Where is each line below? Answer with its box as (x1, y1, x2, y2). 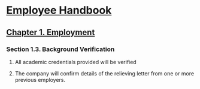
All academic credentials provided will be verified (14, 58, 137, 65)
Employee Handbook (6, 4, 112, 17)
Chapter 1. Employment (6, 27, 95, 37)
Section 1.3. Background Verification (6, 45, 115, 53)
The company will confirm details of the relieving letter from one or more (14, 69, 195, 77)
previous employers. (14, 76, 66, 83)
